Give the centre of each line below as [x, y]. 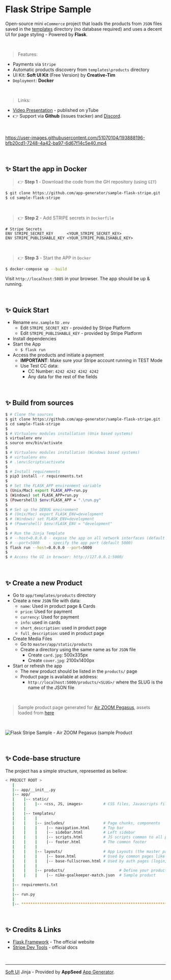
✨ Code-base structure [43, 758]
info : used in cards [40, 622]
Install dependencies [35, 339]
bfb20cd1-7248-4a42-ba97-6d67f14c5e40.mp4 [56, 143]
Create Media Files [32, 639]
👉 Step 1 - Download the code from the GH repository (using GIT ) [87, 181]
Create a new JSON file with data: [47, 600]
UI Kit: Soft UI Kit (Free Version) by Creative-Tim [64, 75]
